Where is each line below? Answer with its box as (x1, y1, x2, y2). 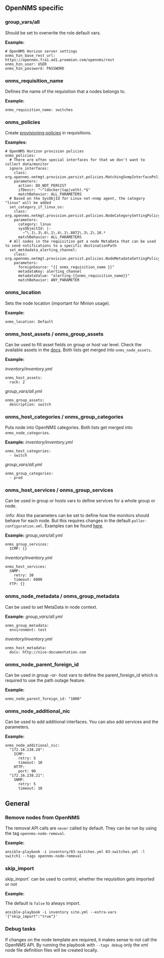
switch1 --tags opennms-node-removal (5, 854, 82, 859)
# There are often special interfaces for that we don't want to (9, 157, 145, 162)
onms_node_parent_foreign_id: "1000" (5, 697, 82, 701)
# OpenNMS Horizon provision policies (5, 149, 84, 154)
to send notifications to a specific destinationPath (5, 243, 117, 248)
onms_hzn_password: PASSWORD (5, 66, 64, 71)
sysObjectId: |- (18, 226, 51, 231)
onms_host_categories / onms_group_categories (5, 413, 123, 420)
